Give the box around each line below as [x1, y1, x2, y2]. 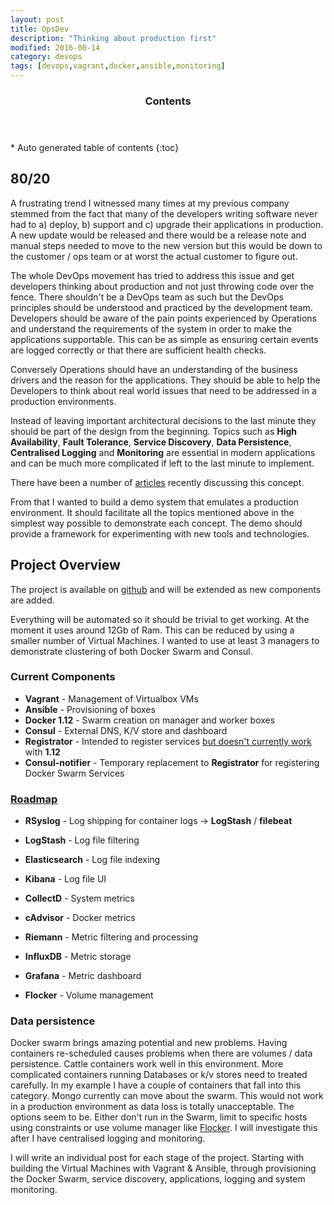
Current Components [10, 670, 116, 684]
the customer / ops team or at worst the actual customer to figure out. [10, 250, 298, 262]
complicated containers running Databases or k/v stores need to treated [10, 1069, 308, 1081]
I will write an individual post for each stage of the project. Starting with [10, 1152, 305, 1164]
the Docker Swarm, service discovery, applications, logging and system [10, 1173, 306, 1185]
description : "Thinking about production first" [10, 33, 217, 43]
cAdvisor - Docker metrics [24, 912, 136, 924]
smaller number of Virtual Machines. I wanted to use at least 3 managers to [10, 634, 320, 646]
